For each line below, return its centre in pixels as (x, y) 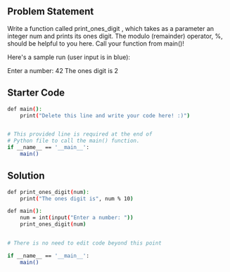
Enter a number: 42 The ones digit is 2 (63, 70)
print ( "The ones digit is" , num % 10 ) (77, 199)
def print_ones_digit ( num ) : (49, 192)
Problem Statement (51, 12)
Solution (26, 176)
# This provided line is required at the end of (80, 134)
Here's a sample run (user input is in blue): (69, 57)
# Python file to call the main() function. (74, 141)
